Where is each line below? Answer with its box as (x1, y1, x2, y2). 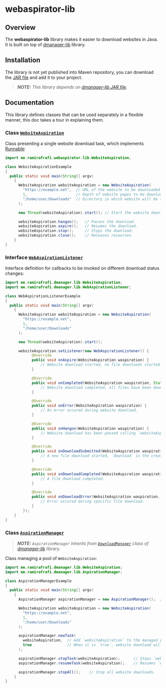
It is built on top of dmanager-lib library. (5, 42, 86, 48)
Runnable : (5, 145, 26, 152)
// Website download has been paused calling (40, 431, 136, 436)
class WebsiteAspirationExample (5, 164, 72, 169)
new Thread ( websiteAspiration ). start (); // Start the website (18, 210, 149, 215)
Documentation (5, 98, 54, 107)
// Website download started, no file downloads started (40, 362, 161, 368)
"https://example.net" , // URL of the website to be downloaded (23, 188, 161, 192)
